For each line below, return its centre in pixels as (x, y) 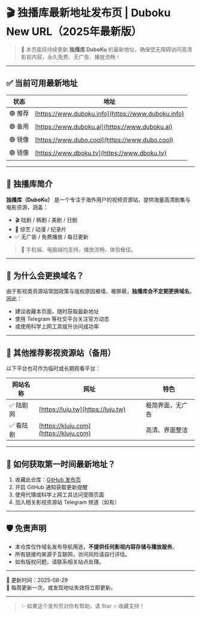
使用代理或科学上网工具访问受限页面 (60, 495)
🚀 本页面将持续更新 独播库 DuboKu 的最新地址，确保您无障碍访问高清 (106, 49)
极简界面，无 (164, 405)
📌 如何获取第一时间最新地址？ (61, 464)
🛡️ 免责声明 (26, 529)
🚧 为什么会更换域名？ (45, 276)
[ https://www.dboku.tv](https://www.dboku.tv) (101, 153)
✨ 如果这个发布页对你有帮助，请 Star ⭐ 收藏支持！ (83, 606)
